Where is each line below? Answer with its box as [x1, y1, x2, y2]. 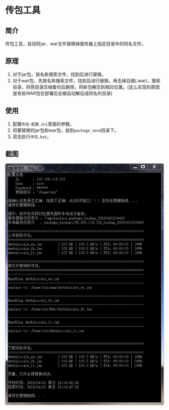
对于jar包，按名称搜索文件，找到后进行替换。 [12, 71, 107, 77]
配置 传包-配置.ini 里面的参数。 [12, 121, 74, 127]
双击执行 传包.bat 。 [12, 133, 52, 140]
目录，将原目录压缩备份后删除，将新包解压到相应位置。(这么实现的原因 [12, 84, 160, 90]
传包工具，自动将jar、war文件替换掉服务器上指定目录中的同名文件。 [5, 41, 146, 47]
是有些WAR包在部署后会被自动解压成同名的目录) [12, 90, 113, 96]
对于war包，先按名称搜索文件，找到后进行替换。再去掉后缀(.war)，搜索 [12, 77, 161, 83]
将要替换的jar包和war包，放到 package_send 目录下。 [12, 127, 119, 133]
